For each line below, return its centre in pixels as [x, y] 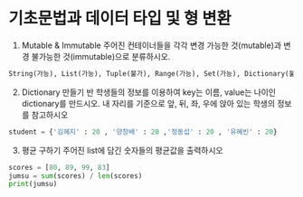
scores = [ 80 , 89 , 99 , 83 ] [59, 167]
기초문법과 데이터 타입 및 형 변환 [120, 19]
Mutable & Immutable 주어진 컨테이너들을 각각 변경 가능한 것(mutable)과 [151, 45]
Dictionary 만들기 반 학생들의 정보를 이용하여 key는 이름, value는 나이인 [149, 92]
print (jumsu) [33, 184]
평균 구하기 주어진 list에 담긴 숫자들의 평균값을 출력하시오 [122, 150]
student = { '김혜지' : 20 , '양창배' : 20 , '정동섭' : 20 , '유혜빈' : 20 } [143, 132]
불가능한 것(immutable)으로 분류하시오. [101, 56]
